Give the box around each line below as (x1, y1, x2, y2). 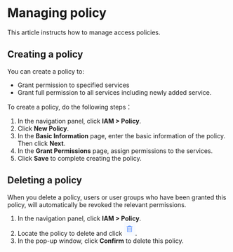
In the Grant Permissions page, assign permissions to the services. (17, 146, 213, 155)
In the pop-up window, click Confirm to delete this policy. (17, 237, 184, 245)
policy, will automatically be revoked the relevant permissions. (7, 200, 187, 208)
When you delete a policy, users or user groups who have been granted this (7, 193, 227, 201)
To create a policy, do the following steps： (7, 102, 133, 111)
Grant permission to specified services (17, 81, 130, 89)
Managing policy (7, 5, 107, 21)
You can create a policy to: (7, 67, 84, 75)
